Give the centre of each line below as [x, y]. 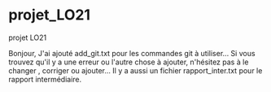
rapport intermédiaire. [45, 79]
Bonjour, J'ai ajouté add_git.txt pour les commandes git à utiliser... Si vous [132, 53]
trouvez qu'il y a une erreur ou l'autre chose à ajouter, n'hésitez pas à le [129, 62]
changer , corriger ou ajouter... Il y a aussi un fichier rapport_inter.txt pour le [135, 70]
